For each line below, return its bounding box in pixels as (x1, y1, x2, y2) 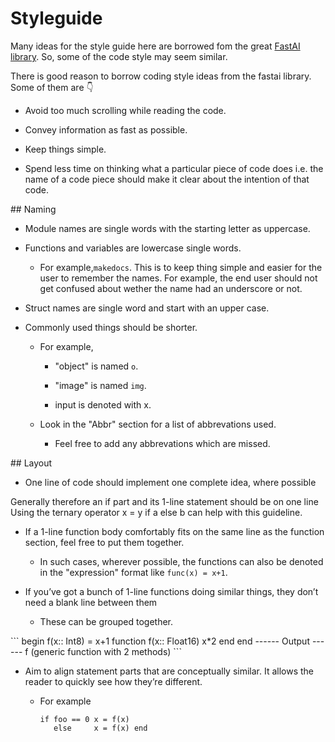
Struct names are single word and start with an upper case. (24, 302, 270, 314)
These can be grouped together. (39, 615, 174, 627)
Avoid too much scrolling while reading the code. (24, 104, 227, 116)
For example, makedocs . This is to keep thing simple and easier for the (39, 261, 323, 273)
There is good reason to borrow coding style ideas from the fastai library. (10, 70, 312, 82)
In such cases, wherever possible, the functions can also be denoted (39, 555, 324, 567)
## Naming (10, 203, 57, 215)
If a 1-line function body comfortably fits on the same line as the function (24, 525, 325, 537)
